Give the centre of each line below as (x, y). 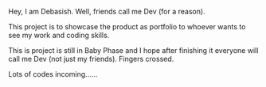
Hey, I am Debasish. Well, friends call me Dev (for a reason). (107, 11)
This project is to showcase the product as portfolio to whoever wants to (127, 26)
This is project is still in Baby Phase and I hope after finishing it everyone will (133, 50)
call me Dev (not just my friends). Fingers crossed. (91, 59)
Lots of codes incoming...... (53, 74)
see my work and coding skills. (59, 35)
